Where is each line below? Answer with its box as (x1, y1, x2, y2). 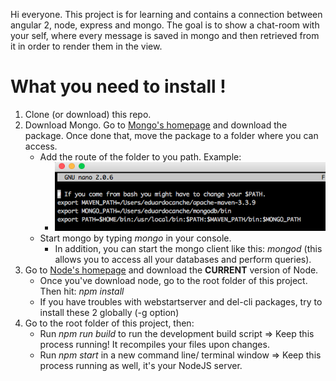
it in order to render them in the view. (10, 40, 163, 52)
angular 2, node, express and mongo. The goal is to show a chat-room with (10, 19, 320, 31)
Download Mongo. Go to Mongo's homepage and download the (24, 119, 288, 131)
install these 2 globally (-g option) (39, 307, 180, 319)
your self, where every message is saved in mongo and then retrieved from (10, 30, 320, 41)
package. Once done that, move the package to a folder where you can (24, 129, 319, 141)
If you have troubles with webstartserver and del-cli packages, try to (39, 296, 323, 308)
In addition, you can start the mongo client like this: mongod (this (54, 243, 323, 255)
